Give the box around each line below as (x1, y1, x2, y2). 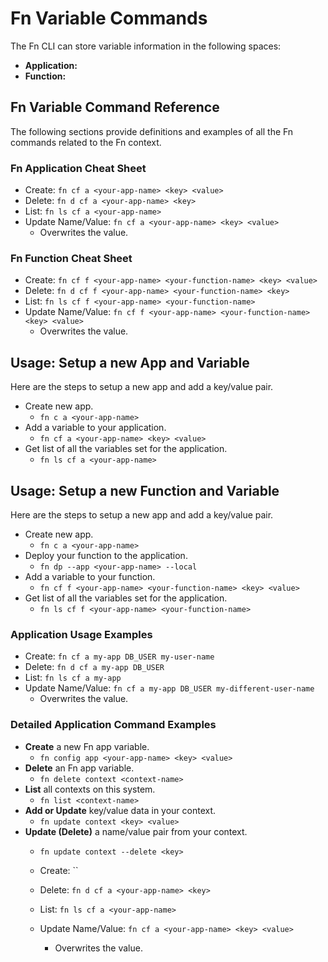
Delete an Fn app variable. (24, 762, 135, 774)
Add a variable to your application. (24, 422, 167, 434)
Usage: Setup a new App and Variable (10, 354, 250, 371)
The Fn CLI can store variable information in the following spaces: (10, 40, 282, 52)
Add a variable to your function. (24, 570, 156, 582)
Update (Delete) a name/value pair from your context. (24, 825, 248, 837)
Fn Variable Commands (10, 7, 208, 30)
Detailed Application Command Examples (10, 718, 217, 732)
